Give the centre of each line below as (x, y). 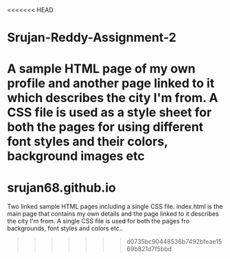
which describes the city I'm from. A (113, 98)
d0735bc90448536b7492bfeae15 (174, 242)
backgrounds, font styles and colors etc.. (65, 228)
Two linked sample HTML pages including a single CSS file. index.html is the (115, 207)
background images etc (76, 156)
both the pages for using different (105, 127)
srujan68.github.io (62, 187)
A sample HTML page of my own (101, 69)
